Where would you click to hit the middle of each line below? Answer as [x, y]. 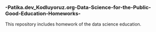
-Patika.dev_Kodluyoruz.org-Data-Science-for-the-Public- [78, 7]
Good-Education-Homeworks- [43, 13]
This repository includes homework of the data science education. [73, 24]
